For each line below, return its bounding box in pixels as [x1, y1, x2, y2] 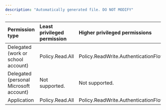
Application [7, 97, 34, 104]
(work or [7, 50, 28, 57]
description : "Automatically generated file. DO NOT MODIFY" [5, 7, 134, 12]
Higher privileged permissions [79, 29, 152, 36]
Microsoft [7, 82, 30, 89]
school [7, 56, 24, 63]
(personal [7, 76, 30, 83]
